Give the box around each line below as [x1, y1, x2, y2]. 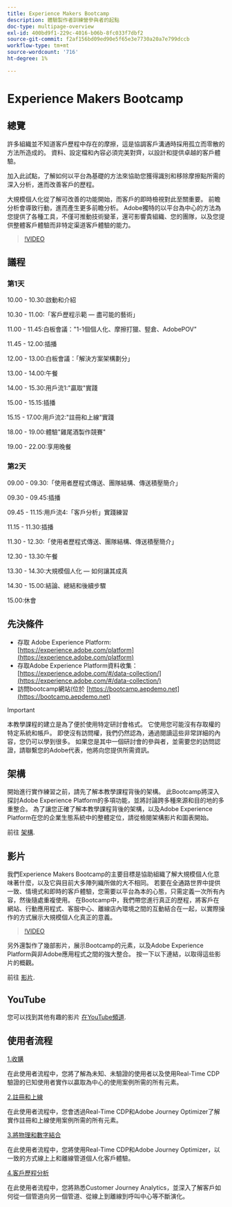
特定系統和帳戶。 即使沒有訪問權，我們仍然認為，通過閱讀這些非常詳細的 [7, 728, 215, 736]
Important [7, 705, 35, 714]
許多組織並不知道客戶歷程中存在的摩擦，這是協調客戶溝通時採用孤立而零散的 [7, 140, 225, 148]
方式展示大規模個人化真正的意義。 [19, 913, 116, 922]
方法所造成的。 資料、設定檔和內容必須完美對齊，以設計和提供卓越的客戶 [7, 148, 215, 156]
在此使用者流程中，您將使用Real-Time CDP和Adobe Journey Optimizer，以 [7, 1145, 221, 1154]
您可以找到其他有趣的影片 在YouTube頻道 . [7, 1013, 126, 1021]
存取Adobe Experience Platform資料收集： [17, 661, 138, 669]
